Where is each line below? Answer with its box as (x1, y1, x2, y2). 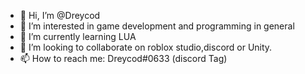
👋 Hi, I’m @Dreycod (19, 10, 101, 21)
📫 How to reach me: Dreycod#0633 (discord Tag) (19, 53, 228, 64)
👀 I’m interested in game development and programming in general (19, 20, 295, 32)
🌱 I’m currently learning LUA (19, 31, 137, 42)
